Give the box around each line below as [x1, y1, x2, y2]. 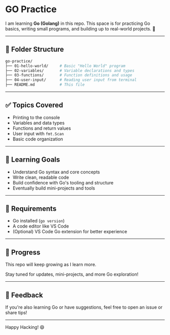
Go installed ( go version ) [12, 218, 65, 224]
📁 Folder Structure [5, 45, 64, 54]
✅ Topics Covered [5, 101, 63, 109]
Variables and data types [12, 120, 65, 126]
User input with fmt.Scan [12, 130, 64, 136]
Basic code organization [12, 136, 63, 142]
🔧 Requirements [5, 204, 57, 213]
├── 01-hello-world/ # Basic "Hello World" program [5, 63, 125, 68]
